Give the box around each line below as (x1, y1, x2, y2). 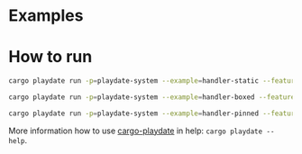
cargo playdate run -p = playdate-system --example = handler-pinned (8, 109, 259, 118)
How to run (8, 47, 93, 68)
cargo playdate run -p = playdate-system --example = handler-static (8, 77, 259, 86)
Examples (8, 5, 84, 26)
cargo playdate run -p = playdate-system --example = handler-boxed (8, 93, 255, 102)
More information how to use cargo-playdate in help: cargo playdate (8, 125, 263, 136)
